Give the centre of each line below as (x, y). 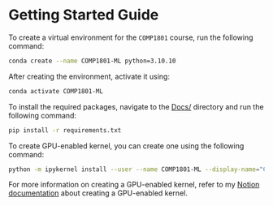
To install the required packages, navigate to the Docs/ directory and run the (136, 106)
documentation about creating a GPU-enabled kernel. (98, 193)
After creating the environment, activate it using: (89, 76)
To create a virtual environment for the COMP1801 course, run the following (131, 37)
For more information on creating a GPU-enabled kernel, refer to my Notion (134, 185)
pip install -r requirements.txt (65, 130)
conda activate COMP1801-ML (56, 91)
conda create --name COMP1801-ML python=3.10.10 (92, 61)
